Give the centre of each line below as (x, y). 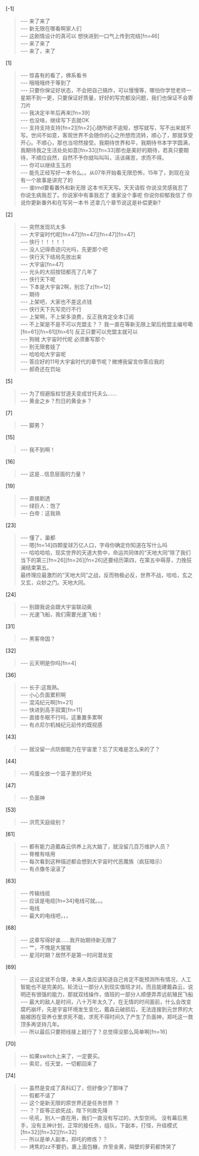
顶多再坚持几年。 (41, 1024)
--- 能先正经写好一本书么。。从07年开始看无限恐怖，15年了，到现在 (102, 173)
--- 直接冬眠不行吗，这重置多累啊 (61, 717)
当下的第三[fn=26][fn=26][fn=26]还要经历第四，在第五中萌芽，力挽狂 (106, 560)
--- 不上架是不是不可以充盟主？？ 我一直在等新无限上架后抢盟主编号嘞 (106, 324)
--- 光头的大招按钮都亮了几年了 (59, 272)
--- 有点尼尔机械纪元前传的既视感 (61, 725)
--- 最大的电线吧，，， (46, 916)
